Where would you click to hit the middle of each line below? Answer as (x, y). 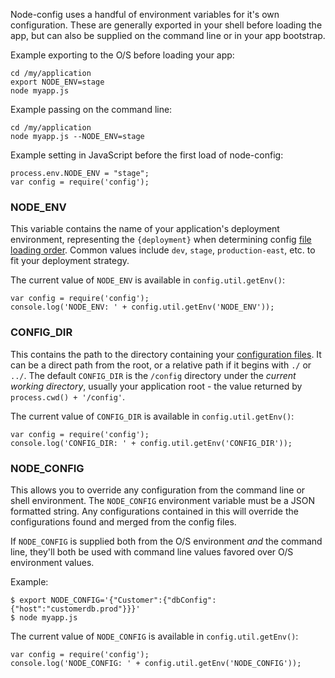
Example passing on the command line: (91, 109)
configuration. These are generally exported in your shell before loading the (166, 25)
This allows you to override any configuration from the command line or (158, 490)
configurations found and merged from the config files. (123, 521)
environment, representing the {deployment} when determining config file (161, 240)
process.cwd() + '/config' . (68, 396)
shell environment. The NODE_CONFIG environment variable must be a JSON (163, 500)
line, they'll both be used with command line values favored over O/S (152, 551)
